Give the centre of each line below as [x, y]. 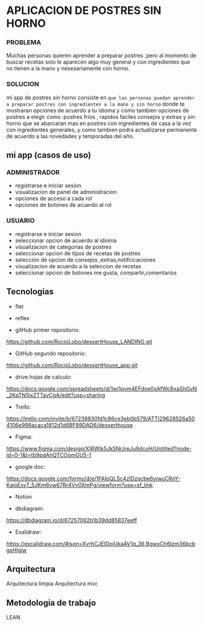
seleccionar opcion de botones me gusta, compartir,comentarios [96, 272]
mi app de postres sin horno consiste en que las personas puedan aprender [101, 97]
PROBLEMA [24, 42]
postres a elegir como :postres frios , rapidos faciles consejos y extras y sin [101, 116]
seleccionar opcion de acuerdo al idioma [66, 240]
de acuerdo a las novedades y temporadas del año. [70, 136]
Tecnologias [30, 292]
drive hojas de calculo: [43, 377]
